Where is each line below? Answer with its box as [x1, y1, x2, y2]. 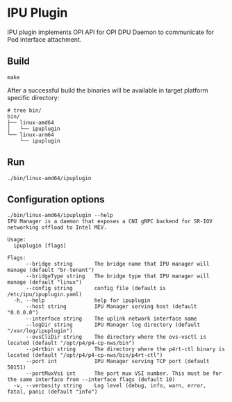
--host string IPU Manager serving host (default [25, 303, 197, 310]
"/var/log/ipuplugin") [7, 328, 73, 335]
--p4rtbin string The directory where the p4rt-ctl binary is [25, 346, 226, 353]
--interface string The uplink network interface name [25, 315, 197, 323]
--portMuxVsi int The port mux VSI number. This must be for [25, 370, 222, 377]
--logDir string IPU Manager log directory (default [25, 321, 200, 328]
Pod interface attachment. [7, 35, 82, 43]
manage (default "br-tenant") [7, 266, 95, 274]
